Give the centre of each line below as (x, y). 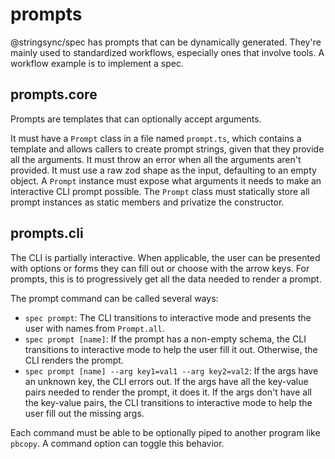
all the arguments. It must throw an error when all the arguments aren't (156, 159)
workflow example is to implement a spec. (97, 63)
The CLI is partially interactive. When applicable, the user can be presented (165, 257)
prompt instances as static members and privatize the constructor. (147, 202)
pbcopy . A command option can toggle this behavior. (117, 443)
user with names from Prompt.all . (94, 328)
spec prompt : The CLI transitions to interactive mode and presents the (168, 317)
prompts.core (54, 94)
